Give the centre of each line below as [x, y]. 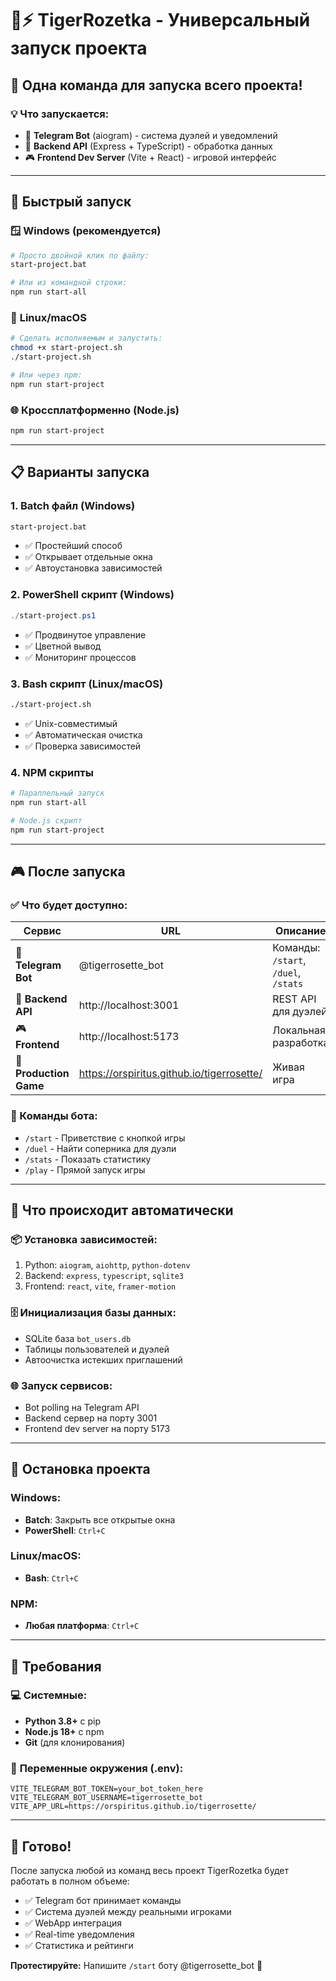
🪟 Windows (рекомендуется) [86, 231]
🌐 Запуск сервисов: [61, 1385]
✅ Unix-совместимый [71, 723]
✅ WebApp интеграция [73, 1923]
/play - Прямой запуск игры [85, 1169]
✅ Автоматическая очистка [83, 734]
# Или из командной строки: [69, 283]
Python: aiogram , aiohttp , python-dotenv [107, 1265]
